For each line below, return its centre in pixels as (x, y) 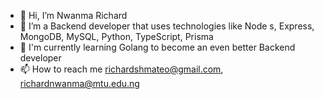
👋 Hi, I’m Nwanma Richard (73, 15)
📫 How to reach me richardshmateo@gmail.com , (121, 69)
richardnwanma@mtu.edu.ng (79, 83)
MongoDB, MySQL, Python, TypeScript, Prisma (116, 36)
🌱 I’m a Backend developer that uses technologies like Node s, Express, (167, 26)
